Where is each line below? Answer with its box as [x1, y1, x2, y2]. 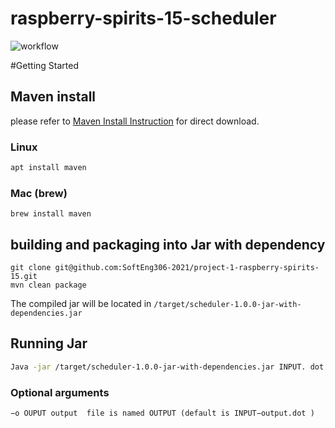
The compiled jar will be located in [10, 298, 152, 310]
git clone [10, 263, 52, 273]
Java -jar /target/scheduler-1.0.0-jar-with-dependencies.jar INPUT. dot [10, 362, 325, 372]
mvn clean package [10, 280, 87, 291]
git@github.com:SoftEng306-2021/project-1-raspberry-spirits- [54, 263, 320, 273]
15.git [10, 272, 38, 282]
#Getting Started [10, 59, 79, 71]
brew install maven [10, 209, 92, 219]
